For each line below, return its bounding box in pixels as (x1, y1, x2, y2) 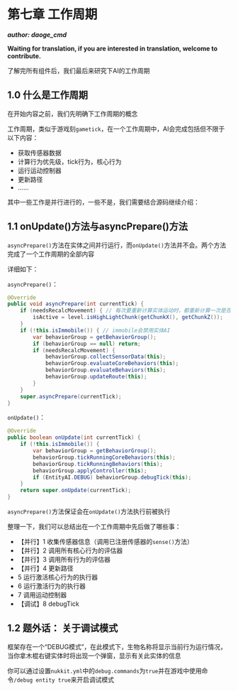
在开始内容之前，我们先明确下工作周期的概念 (7, 109, 138, 118)
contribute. (7, 51, 41, 60)
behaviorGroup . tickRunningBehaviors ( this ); (33, 460, 163, 467)
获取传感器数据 (17, 148, 62, 157)
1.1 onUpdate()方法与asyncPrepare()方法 (7, 221, 188, 233)
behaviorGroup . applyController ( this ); (33, 467, 147, 474)
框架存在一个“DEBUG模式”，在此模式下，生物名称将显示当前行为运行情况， (7, 642, 227, 651)
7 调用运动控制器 (17, 591, 67, 599)
